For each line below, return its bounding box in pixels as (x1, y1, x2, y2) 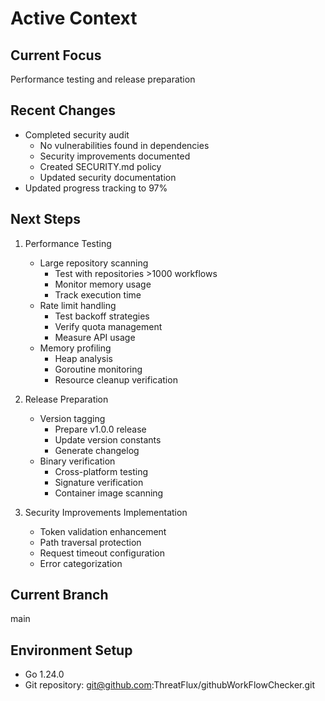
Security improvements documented (39, 150, 191, 162)
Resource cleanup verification (54, 373, 178, 386)
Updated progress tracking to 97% (24, 182, 168, 194)
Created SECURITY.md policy (39, 160, 162, 172)
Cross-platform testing (54, 465, 149, 477)
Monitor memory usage (54, 278, 152, 290)
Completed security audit (24, 128, 130, 141)
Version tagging (39, 412, 106, 424)
